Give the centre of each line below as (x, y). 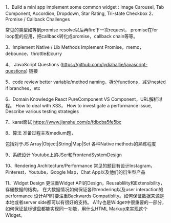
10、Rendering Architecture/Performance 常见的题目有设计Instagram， (80, 166)
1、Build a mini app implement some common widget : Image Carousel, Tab (85, 7)
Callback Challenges (48, 19)
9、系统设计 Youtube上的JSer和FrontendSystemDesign (63, 155)
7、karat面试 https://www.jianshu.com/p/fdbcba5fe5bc (63, 122)
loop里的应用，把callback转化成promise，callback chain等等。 (72, 36)
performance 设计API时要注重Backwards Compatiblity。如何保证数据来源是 (85, 196)
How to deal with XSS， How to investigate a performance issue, (83, 106)
